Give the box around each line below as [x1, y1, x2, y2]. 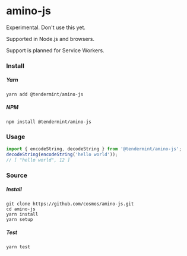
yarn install [6, 211, 39, 217]
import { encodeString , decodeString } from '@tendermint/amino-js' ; [6, 146, 182, 152]
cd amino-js [6, 206, 36, 212]
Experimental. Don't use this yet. [6, 24, 86, 31]
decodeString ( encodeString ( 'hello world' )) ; [6, 151, 118, 157]
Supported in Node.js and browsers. [6, 35, 95, 42]
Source [6, 171, 28, 179]
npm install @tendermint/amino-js [6, 119, 92, 125]
